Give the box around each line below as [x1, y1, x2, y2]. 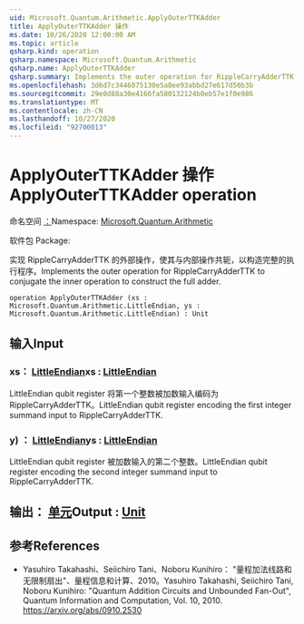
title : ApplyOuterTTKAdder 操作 [9, 22, 129, 31]
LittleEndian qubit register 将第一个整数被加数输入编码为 [9, 387, 220, 399]
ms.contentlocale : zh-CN [9, 106, 103, 115]
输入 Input [9, 336, 64, 352]
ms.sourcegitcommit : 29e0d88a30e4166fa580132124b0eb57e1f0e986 [9, 89, 254, 98]
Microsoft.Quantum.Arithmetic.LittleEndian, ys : [9, 301, 201, 310]
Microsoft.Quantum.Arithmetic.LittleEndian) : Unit [9, 309, 209, 318]
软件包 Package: [9, 235, 71, 246]
